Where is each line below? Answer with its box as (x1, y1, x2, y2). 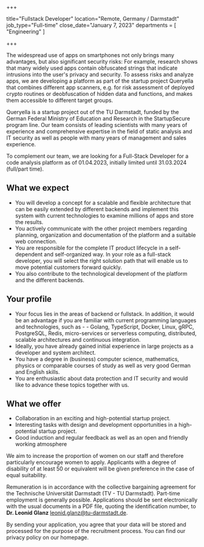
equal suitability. (6, 472, 47, 479)
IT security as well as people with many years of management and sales (6, 134, 187, 141)
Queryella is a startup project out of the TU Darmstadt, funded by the (6, 109, 179, 115)
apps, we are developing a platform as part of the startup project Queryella (6, 77, 194, 84)
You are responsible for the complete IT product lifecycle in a (15, 244, 168, 251)
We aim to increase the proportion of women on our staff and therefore (6, 452, 184, 460)
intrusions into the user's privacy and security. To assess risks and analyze (6, 71, 194, 78)
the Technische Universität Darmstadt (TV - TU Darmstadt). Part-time (6, 490, 180, 497)
